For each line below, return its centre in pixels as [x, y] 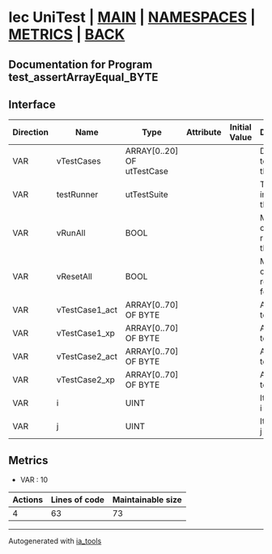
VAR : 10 [34, 480]
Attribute [204, 132]
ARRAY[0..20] [152, 151]
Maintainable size [147, 500]
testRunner [77, 194]
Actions [28, 500]
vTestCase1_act [87, 310]
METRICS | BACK [67, 34]
